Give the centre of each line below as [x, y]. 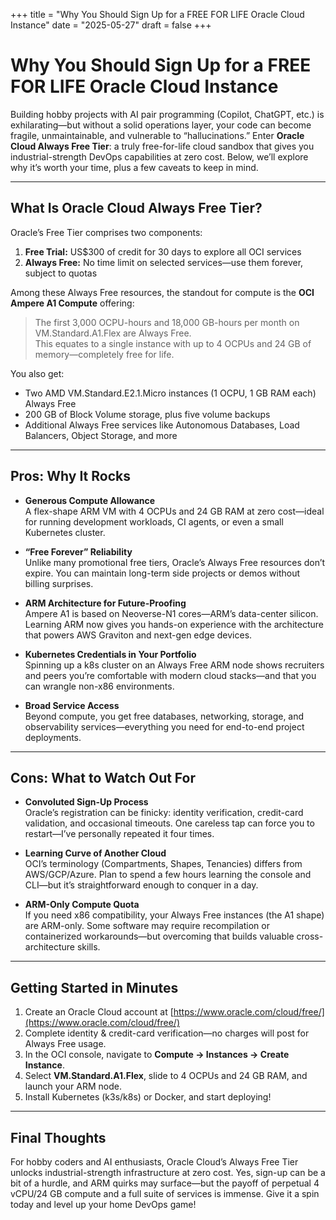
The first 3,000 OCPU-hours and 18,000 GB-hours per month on [167, 322]
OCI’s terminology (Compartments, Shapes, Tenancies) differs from [163, 864]
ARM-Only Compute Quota [82, 905]
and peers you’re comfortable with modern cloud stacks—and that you [170, 675]
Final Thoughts [58, 1137]
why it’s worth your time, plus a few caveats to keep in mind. [134, 167]
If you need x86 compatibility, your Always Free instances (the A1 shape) [174, 915]
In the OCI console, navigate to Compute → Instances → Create [157, 1055]
